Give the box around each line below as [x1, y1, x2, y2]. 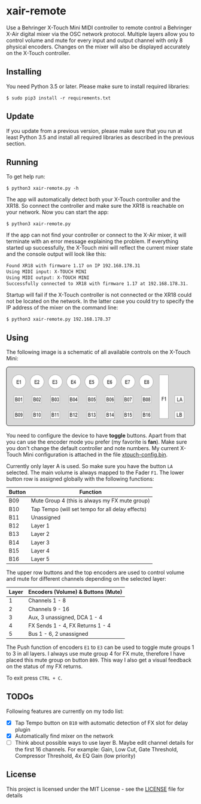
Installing [6, 67, 42, 77]
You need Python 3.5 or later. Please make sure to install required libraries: [6, 83, 190, 90]
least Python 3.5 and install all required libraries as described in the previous [6, 134, 194, 141]
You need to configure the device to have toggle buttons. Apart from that [6, 432, 187, 439]
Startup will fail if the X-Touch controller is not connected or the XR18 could [6, 292, 192, 299]
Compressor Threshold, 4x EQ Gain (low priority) [14, 752, 136, 759]
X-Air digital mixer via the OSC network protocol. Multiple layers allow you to [6, 30, 195, 37]
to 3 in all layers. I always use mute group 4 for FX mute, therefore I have [6, 650, 185, 657]
